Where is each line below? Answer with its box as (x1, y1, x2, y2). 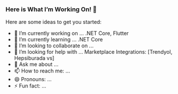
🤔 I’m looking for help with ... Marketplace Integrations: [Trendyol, (14, 48, 173, 55)
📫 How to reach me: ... (14, 67, 70, 75)
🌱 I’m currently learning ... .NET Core (14, 36, 103, 43)
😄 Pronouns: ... (14, 76, 52, 83)
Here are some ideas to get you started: (5, 19, 102, 26)
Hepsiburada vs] (14, 55, 55, 62)
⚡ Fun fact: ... (14, 82, 46, 89)
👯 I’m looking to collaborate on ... (14, 42, 94, 49)
